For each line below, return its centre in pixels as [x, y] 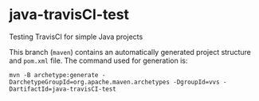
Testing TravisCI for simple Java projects [76, 37]
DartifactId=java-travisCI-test [63, 89]
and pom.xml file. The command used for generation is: [98, 60]
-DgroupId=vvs [196, 82]
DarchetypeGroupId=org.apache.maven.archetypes [90, 82]
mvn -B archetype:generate [54, 75]
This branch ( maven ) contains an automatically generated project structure [130, 52]
